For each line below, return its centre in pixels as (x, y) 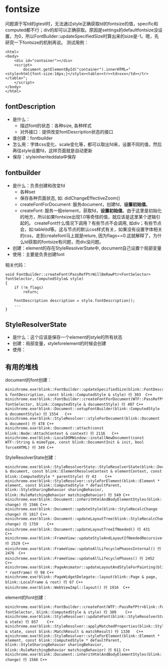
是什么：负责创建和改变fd (39, 185)
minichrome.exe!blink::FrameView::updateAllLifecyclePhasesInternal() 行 (83, 549)
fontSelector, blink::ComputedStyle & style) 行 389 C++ (69, 612)
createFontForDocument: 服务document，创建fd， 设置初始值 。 (85, 204)
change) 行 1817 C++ (26, 514)
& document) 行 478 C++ (29, 424)
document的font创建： (28, 380)
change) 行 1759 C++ (29, 524)
